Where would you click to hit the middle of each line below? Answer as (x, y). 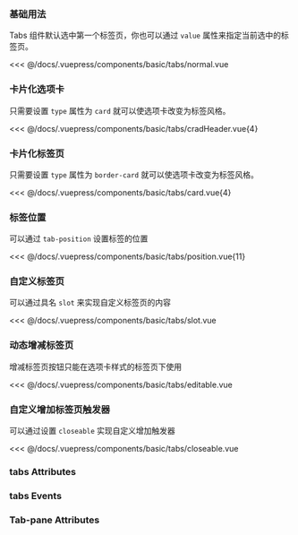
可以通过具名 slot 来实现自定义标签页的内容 (90, 303)
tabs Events (36, 496)
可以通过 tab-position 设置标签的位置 (79, 238)
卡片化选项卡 (37, 90)
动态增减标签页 (42, 345)
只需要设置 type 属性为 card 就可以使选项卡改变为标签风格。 (120, 110)
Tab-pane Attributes (55, 520)
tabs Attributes (43, 472)
